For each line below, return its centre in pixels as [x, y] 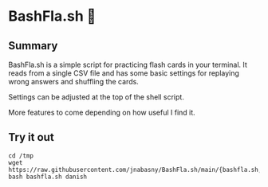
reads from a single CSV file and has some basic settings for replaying [124, 73]
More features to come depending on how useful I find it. [102, 112]
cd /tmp [21, 156]
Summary [33, 46]
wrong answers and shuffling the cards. [74, 82]
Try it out [31, 137]
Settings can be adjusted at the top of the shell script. [97, 97]
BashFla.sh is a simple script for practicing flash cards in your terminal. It [128, 64]
